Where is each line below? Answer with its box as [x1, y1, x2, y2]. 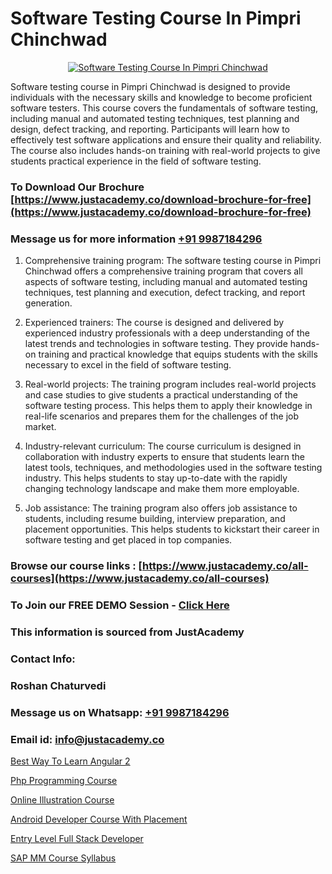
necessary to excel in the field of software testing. [24, 359, 232, 371]
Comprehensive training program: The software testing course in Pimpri [24, 255, 322, 267]
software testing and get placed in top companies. [24, 534, 233, 546]
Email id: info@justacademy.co [10, 732, 165, 746]
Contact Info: [10, 652, 76, 666]
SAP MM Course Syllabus [10, 852, 117, 864]
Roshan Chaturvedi [10, 678, 107, 692]
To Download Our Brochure [10, 180, 145, 194]
